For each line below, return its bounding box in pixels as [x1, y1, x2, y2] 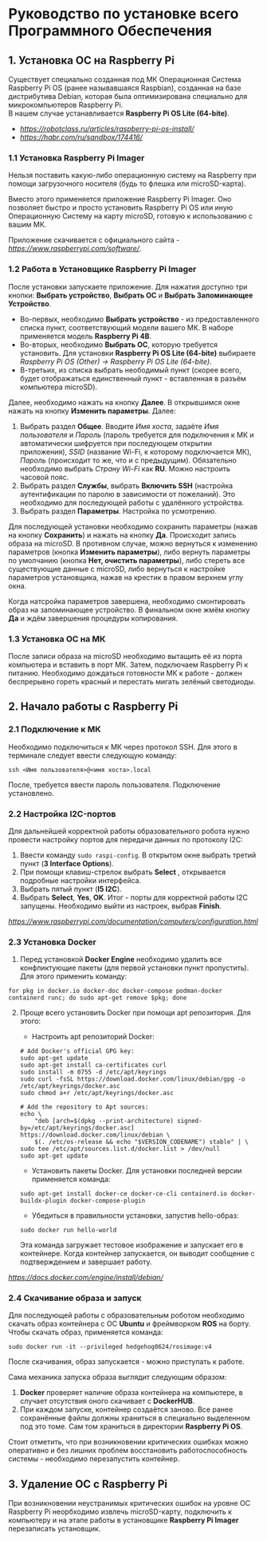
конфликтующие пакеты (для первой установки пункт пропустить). [19, 963, 249, 973]
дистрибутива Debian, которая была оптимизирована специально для [8, 92, 248, 100]
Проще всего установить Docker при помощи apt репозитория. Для [19, 1008, 251, 1018]
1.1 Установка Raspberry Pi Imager [8, 152, 145, 164]
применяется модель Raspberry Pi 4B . [19, 331, 152, 341]
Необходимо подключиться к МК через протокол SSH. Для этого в [8, 742, 238, 751]
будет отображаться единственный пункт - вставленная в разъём [19, 373, 247, 383]
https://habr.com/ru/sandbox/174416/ [19, 132, 143, 142]
